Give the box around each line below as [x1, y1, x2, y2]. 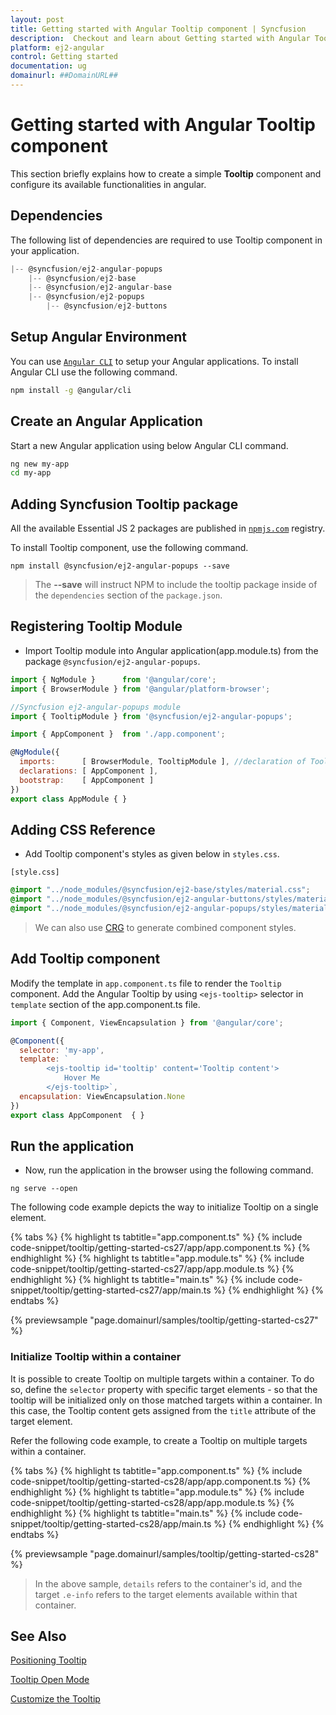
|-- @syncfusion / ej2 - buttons [46, 301, 168, 311]
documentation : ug [10, 61, 87, 71]
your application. [10, 244, 80, 256]
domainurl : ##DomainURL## [10, 71, 118, 81]
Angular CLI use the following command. [10, 366, 178, 378]
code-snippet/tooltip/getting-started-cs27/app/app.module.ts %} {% [10, 1263, 295, 1275]
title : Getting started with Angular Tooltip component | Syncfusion [10, 24, 307, 34]
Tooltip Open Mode [10, 1674, 90, 1686]
